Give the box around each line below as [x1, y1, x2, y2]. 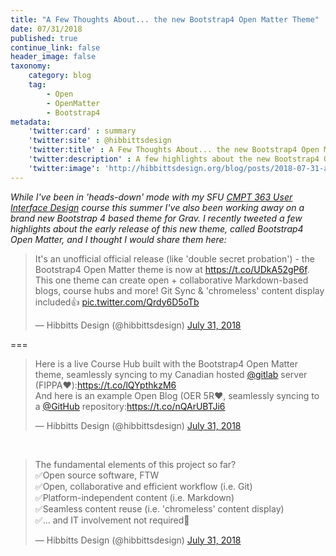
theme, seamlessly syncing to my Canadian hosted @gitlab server [34, 368, 308, 380]
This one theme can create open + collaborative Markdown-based [34, 274, 309, 286]
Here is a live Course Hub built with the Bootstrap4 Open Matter [34, 357, 298, 370]
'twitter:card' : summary [28, 126, 137, 136]
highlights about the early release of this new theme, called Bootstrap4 [10, 222, 304, 235]
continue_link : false [10, 42, 101, 53]
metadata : [10, 117, 52, 127]
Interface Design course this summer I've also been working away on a [10, 201, 305, 213]
